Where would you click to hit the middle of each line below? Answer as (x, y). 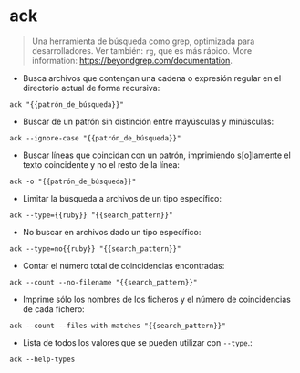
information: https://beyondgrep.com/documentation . (132, 60)
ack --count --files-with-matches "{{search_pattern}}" (118, 326)
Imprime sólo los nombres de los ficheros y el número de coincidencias (157, 299)
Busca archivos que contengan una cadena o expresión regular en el (152, 78)
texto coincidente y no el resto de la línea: (101, 164)
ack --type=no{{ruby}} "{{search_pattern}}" (95, 249)
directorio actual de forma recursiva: (91, 88)
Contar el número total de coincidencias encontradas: (124, 265)
